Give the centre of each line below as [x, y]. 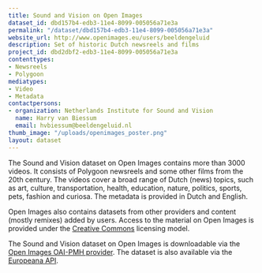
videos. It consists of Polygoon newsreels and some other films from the [126, 171]
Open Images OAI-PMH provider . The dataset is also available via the [120, 252]
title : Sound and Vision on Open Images [76, 15]
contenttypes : [32, 60]
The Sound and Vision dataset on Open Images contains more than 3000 [127, 163]
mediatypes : [28, 81]
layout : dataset [35, 140]
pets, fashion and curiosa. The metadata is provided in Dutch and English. [128, 196]
